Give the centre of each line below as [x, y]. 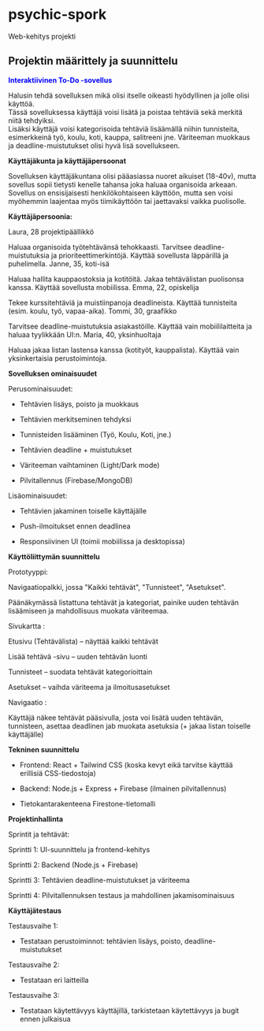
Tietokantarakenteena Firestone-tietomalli [87, 803]
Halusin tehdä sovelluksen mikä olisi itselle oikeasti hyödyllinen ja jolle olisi [129, 95]
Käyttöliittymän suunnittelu [54, 556]
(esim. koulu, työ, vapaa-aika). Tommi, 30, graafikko [93, 311]
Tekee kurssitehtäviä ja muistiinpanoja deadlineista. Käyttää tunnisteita [123, 302]
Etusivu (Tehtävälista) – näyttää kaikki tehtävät [84, 641]
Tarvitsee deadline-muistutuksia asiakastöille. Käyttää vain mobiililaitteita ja [130, 326]
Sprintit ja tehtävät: [39, 834]
